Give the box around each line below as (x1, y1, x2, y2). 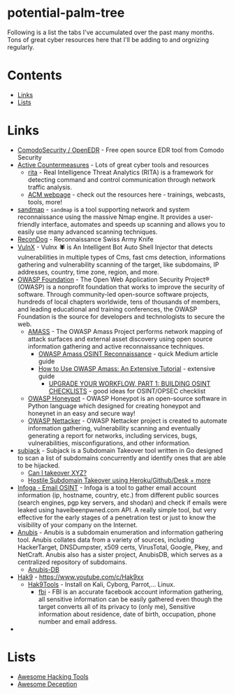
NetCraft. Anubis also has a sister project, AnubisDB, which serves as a (17, 550, 223, 559)
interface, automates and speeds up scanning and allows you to (41, 220, 226, 228)
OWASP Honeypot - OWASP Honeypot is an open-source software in (27, 394, 227, 402)
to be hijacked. (17, 461, 61, 470)
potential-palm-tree (7, 5, 125, 21)
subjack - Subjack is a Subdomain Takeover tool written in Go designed (17, 446, 224, 454)
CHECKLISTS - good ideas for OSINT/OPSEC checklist (48, 386, 206, 395)
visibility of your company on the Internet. (17, 520, 138, 529)
